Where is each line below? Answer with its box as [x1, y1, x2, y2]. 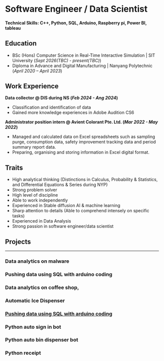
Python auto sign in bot [5, 323, 61, 330]
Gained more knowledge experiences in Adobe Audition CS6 [12, 110, 134, 115]
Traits [5, 163, 23, 172]
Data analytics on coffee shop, [5, 284, 80, 291]
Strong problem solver [12, 187, 58, 193]
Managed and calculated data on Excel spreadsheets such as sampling [12, 134, 155, 140]
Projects [5, 237, 31, 246]
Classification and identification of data [12, 104, 91, 111]
